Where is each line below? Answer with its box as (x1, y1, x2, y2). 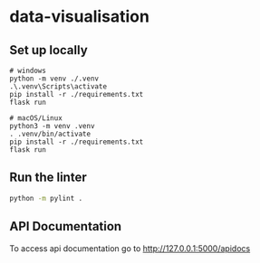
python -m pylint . (9, 193, 83, 202)
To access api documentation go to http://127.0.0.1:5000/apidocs (9, 242, 251, 254)
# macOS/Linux (9, 114, 63, 123)
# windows (9, 66, 47, 75)
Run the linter (9, 170, 88, 185)
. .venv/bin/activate (9, 129, 91, 138)
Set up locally (9, 42, 88, 58)
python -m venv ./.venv (9, 74, 100, 83)
